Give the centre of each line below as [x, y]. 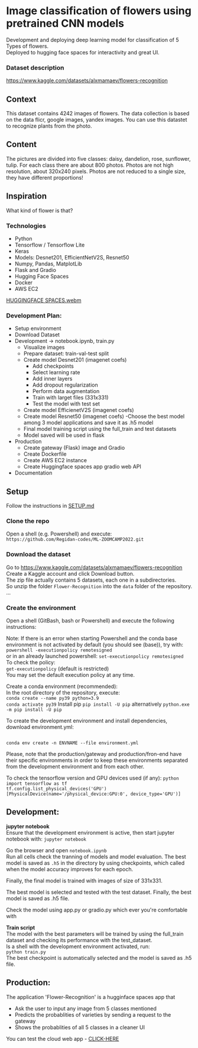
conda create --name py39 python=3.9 [53, 698]
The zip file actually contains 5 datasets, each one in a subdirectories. [91, 580]
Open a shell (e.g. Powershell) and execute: [59, 534]
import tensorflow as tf [37, 783]
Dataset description [35, 67]
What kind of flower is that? [40, 210]
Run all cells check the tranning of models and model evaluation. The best [96, 856]
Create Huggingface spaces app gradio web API [82, 467]
